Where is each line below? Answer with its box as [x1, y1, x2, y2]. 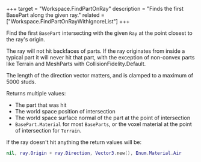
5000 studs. [6, 78, 36, 85]
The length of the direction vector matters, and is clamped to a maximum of [6, 72, 194, 79]
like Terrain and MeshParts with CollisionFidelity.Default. [6, 60, 146, 67]
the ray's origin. [6, 36, 45, 43]
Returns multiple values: [6, 90, 66, 97]
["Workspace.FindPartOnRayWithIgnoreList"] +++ [6, 18, 131, 25]
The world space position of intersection [14, 108, 116, 115]
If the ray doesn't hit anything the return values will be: [6, 139, 142, 146]
